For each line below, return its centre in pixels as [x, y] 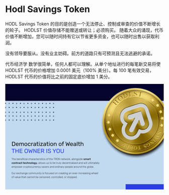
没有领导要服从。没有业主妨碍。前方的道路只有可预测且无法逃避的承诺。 [80, 53]
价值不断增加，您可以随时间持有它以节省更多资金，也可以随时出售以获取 [80, 36]
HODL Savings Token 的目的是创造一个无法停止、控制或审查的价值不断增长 [83, 24]
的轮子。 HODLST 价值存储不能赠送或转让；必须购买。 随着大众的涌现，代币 [84, 30]
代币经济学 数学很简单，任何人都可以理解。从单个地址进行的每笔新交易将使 [83, 64]
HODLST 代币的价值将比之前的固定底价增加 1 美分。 [59, 76]
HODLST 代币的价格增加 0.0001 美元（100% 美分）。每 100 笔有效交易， [80, 70]
